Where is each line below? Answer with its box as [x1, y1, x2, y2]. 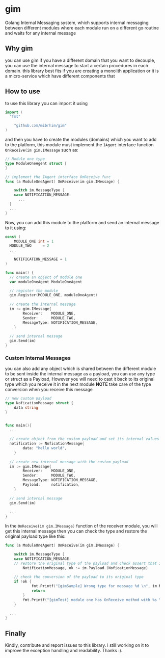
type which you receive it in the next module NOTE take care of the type [5, 381, 151, 387]
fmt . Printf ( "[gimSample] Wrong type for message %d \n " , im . [31, 584, 160, 589]
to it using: [5, 225, 27, 231]
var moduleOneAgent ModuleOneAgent [9, 279, 82, 284]
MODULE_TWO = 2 [9, 243, 50, 248]
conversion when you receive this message [5, 387, 93, 393]
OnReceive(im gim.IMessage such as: [5, 147, 79, 153]
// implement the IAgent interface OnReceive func [5, 174, 111, 180]
